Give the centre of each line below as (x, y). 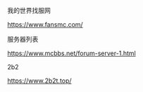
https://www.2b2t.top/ (39, 81)
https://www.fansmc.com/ (45, 24)
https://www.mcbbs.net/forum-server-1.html (71, 53)
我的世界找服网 (29, 10)
